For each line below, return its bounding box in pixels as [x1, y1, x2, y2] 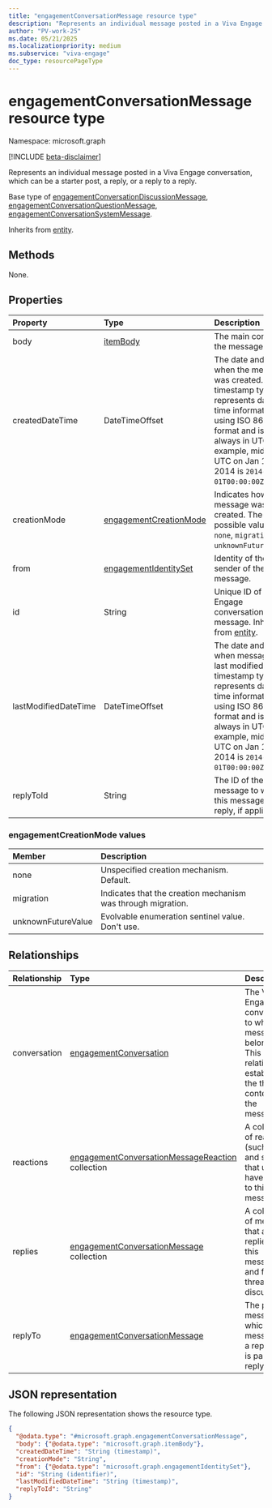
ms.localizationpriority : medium [8, 42, 121, 50]
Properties [8, 293, 63, 307]
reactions [12, 1156, 49, 1167]
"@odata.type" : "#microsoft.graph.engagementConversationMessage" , [15, 1433, 249, 1441]
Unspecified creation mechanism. [100, 864, 229, 876]
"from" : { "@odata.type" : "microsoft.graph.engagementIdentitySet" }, [15, 1463, 252, 1471]
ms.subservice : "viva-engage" [8, 49, 111, 58]
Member [12, 850, 46, 862]
